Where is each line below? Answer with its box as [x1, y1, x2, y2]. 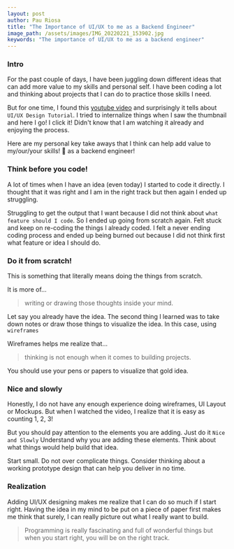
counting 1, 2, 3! [7, 415, 54, 423]
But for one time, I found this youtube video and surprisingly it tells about [7, 104, 217, 112]
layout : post [7, 10, 45, 17]
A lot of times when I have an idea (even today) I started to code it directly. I [7, 180, 225, 189]
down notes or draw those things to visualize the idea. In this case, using [7, 320, 217, 329]
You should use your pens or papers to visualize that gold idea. [7, 366, 189, 375]
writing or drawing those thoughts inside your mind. [24, 299, 173, 308]
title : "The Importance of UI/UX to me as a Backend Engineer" [7, 23, 196, 30]
